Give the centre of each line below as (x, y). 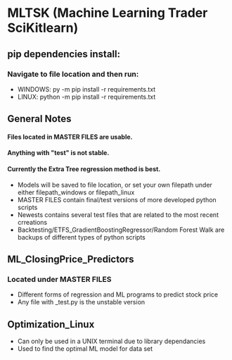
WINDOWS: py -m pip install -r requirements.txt (86, 89)
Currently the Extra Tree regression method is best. (84, 169)
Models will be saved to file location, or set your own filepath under (115, 185)
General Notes (39, 119)
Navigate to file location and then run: (73, 74)
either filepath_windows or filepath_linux (76, 192)
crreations (32, 222)
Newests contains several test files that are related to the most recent (118, 215)
